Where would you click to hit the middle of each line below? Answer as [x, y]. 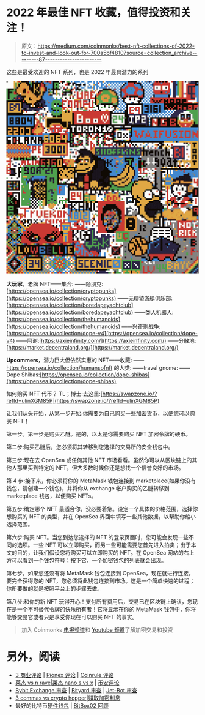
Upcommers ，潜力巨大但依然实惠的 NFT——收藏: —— [75, 360]
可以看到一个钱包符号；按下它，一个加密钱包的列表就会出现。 [89, 560]
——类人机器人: [154, 312]
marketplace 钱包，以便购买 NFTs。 [51, 496]
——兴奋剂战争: [141, 326]
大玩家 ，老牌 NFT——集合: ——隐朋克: [55, 284]
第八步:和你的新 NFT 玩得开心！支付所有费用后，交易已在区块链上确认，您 [99, 601]
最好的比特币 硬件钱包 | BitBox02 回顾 [62, 705]
